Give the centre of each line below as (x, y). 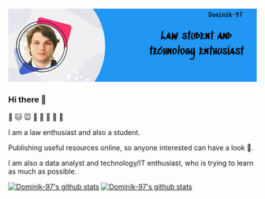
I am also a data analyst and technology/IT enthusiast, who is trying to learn (131, 163)
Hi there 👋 (28, 99)
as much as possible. (43, 171)
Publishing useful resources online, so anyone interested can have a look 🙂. (131, 148)
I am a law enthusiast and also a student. (74, 132)
